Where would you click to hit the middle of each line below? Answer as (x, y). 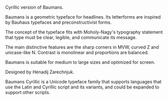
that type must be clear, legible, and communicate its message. (71, 37)
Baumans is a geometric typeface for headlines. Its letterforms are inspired (83, 17)
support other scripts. (28, 92)
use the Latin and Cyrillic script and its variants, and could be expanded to (82, 87)
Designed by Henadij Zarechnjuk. (40, 72)
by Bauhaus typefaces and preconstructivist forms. (59, 22)
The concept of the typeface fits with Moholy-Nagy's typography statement (84, 32)
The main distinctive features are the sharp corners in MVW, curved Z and (82, 47)
